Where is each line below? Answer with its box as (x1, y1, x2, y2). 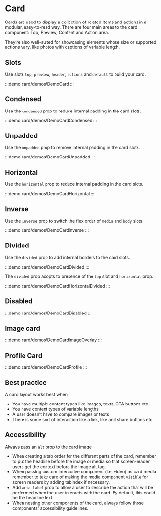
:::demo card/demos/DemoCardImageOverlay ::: (5, 337, 102, 343)
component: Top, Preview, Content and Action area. (5, 29, 109, 35)
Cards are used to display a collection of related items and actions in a (5, 19, 147, 25)
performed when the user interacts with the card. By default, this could (12, 490, 156, 495)
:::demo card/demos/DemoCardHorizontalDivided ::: (5, 283, 110, 289)
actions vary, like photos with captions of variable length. (5, 44, 120, 50)
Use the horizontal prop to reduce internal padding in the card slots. (5, 181, 144, 187)
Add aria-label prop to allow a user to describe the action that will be (12, 484, 153, 490)
